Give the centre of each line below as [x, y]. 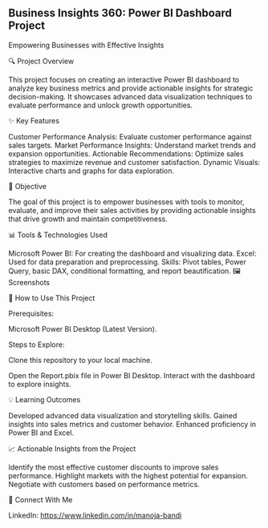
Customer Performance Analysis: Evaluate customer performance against [130, 136]
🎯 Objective [27, 186]
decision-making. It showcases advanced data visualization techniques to [130, 96]
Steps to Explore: [37, 345]
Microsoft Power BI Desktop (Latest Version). [83, 328]
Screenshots [29, 282]
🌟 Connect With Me [41, 499]
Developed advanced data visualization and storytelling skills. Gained [123, 415]
